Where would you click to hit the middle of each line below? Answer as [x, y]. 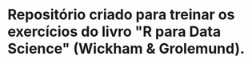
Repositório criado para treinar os [121, 15]
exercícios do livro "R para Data [114, 32]
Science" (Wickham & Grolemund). [126, 49]
